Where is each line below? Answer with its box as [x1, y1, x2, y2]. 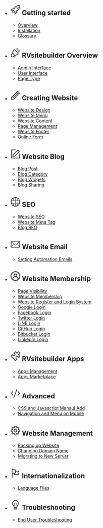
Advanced [22, 392, 56, 400]
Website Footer [17, 129, 49, 135]
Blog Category [17, 171, 48, 177]
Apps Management [17, 368, 58, 374]
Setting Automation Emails [17, 256, 73, 262]
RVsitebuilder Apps [22, 355, 84, 363]
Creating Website [22, 94, 78, 102]
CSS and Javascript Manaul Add [17, 405, 85, 411]
